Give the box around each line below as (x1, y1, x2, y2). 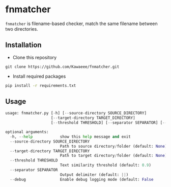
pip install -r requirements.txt (5, 83, 76, 88)
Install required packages (12, 73, 66, 79)
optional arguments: (5, 129, 49, 135)
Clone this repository (12, 54, 57, 60)
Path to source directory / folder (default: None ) (60, 144, 167, 149)
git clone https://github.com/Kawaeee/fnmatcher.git (5, 64, 120, 69)
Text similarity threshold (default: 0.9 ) (60, 162, 152, 168)
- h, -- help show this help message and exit (10, 134, 131, 139)
